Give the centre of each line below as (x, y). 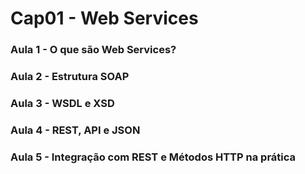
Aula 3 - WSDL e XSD (62, 103)
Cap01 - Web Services (104, 18)
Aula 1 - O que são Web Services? (93, 50)
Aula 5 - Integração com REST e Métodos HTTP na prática (153, 157)
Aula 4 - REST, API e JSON (75, 130)
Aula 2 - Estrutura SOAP (70, 77)
